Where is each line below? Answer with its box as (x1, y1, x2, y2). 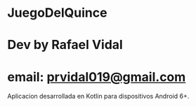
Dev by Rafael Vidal (7, 37, 123, 53)
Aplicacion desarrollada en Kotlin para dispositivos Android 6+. (7, 92, 190, 101)
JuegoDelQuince (7, 5, 107, 21)
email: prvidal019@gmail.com (7, 69, 186, 85)
